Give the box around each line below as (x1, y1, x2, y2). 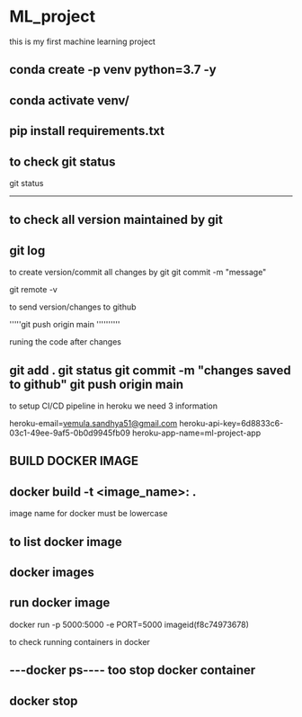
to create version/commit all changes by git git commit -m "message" (9, 267, 267, 278)
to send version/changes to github (9, 301, 137, 312)
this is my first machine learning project (9, 36, 155, 47)
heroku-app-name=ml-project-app (131, 427, 262, 438)
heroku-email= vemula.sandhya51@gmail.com (9, 417, 178, 428)
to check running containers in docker (9, 636, 151, 647)
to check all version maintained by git (9, 212, 223, 228)
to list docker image (9, 533, 123, 550)
